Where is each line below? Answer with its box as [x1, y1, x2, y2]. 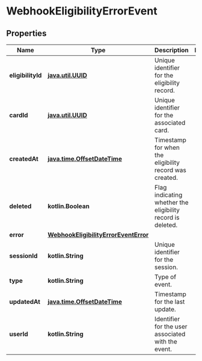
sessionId [9, 251, 38, 260]
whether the [154, 199, 189, 206]
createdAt [9, 155, 39, 163]
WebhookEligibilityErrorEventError [47, 230, 149, 239]
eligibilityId [9, 71, 42, 79]
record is [154, 214, 180, 221]
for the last [154, 298, 185, 306]
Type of [154, 273, 176, 281]
